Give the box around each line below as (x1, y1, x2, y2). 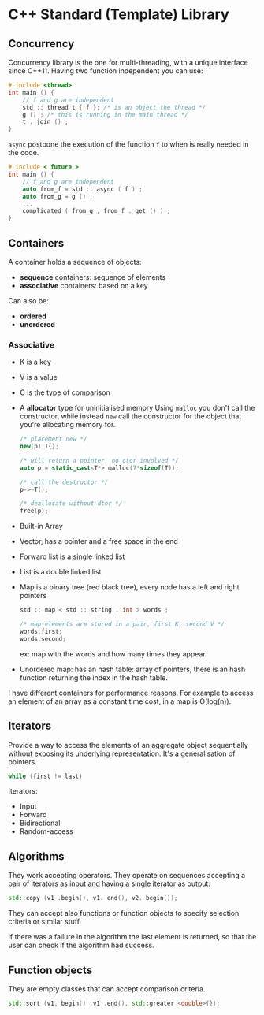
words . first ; (19, 627, 63, 635)
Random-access (19, 827, 73, 836)
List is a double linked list (19, 567, 102, 577)
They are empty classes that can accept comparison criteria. (8, 983, 206, 994)
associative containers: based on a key (19, 281, 148, 290)
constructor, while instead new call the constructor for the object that (19, 411, 242, 421)
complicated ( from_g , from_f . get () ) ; (22, 207, 171, 215)
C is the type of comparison (19, 388, 110, 397)
